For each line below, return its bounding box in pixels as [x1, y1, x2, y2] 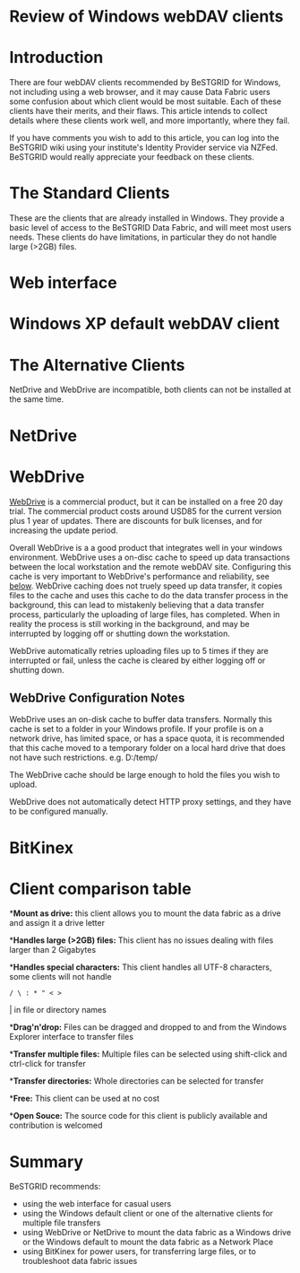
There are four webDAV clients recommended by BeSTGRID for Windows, [9, 77, 281, 88]
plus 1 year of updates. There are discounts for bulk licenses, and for [9, 515, 263, 526]
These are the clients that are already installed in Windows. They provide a [9, 213, 285, 223]
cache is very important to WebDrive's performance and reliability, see [9, 571, 270, 581]
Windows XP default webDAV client [9, 314, 280, 334]
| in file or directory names [9, 1005, 107, 1016]
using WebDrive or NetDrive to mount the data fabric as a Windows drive [21, 1227, 292, 1238]
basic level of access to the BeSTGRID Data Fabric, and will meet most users [9, 222, 292, 233]
